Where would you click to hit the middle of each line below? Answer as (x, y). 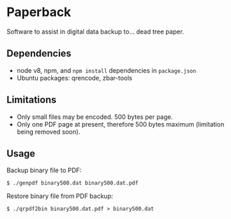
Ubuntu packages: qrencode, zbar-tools (74, 78)
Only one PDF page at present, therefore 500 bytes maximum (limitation (120, 124)
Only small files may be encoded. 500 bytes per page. (94, 117)
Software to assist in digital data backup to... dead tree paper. (96, 31)
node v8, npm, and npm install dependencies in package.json (106, 70)
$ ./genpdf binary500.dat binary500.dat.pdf (72, 183)
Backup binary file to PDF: (44, 170)
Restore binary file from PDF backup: (60, 196)
